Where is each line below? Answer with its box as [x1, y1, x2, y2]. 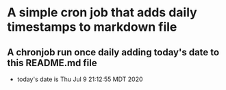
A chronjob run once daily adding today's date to [7, 46, 220, 58]
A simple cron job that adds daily [7, 5, 197, 20]
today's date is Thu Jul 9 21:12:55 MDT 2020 [16, 75, 143, 83]
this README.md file [7, 57, 97, 69]
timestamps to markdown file [7, 19, 177, 35]
